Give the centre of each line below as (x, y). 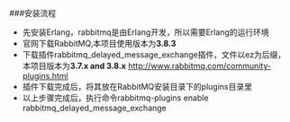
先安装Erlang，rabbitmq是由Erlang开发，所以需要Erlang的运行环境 (145, 32)
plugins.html (45, 76)
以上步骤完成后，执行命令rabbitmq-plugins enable (115, 98)
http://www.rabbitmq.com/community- (199, 66)
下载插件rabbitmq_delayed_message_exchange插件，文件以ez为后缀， (154, 55)
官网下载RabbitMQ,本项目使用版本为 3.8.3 (99, 44)
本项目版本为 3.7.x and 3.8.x (74, 66)
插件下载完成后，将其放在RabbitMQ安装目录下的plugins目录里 (137, 87)
